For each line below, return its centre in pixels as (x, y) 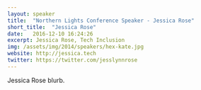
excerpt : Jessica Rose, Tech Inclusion (66, 40)
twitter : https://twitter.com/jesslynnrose (73, 60)
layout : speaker (31, 14)
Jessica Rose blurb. (36, 80)
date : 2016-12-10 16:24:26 (50, 34)
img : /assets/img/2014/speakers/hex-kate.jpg (75, 47)
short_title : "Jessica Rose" (52, 27)
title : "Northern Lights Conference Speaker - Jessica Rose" (101, 21)
